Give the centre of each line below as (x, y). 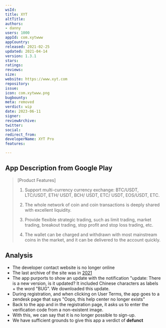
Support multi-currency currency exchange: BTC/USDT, (82, 190)
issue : (12, 88)
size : (11, 75)
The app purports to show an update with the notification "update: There (86, 278)
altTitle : (15, 19)
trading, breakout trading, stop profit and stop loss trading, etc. (89, 225)
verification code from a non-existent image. (58, 310)
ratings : (14, 65)
